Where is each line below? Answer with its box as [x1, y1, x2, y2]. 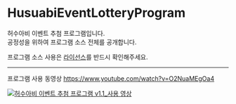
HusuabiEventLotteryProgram [7, 5, 186, 21]
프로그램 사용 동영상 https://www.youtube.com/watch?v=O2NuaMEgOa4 [7, 74, 215, 82]
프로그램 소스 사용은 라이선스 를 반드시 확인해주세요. [7, 53, 148, 61]
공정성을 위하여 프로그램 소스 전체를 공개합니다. [7, 37, 137, 46]
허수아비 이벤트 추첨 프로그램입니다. [7, 29, 105, 37]
